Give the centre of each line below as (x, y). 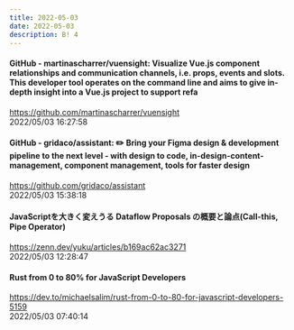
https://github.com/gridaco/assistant (78, 185)
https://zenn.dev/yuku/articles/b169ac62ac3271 (98, 247)
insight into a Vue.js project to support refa (116, 92)
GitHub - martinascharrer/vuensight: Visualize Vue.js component (134, 63)
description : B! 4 (44, 34)
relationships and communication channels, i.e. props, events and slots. (147, 72)
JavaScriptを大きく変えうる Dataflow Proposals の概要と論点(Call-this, (144, 216)
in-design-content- (227, 156)
